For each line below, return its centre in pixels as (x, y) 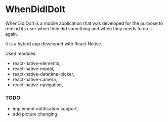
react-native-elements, (36, 63)
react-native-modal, (33, 69)
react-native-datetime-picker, (43, 74)
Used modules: (21, 53)
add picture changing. (35, 114)
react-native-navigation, (38, 85)
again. (12, 34)
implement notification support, (45, 109)
